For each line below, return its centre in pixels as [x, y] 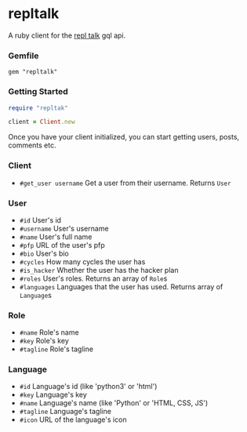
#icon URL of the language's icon [73, 419]
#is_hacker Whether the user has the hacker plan [99, 270]
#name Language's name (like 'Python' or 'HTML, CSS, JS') [114, 403]
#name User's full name [56, 237]
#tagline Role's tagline [56, 349]
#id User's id [40, 220]
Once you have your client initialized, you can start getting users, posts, [124, 137]
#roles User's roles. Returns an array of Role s [93, 278]
